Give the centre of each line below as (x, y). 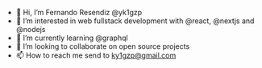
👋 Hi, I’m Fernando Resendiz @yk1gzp (79, 12)
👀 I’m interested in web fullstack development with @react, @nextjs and (135, 21)
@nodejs (31, 29)
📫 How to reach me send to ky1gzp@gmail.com (96, 55)
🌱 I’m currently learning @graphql (72, 38)
